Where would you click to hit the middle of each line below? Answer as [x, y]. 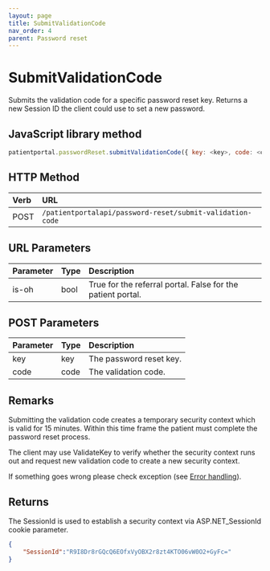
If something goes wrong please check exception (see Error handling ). [125, 477]
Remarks [31, 400]
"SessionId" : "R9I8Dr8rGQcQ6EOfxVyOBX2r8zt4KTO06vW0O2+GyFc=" [127, 552]
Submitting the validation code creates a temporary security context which [132, 420]
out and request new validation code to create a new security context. [124, 461]
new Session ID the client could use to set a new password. [107, 108]
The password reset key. [135, 359]
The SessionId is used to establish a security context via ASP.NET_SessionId [135, 521]
